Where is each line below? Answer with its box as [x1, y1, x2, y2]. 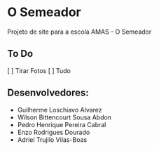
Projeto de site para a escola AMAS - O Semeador [7, 27, 152, 36]
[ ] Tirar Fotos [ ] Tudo [7, 66, 71, 74]
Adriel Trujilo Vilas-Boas [17, 135, 88, 144]
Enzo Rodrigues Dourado [17, 128, 90, 136]
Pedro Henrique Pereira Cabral [17, 120, 106, 129]
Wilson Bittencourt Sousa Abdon [17, 113, 112, 122]
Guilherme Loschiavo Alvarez [17, 105, 103, 114]
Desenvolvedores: [7, 87, 89, 99]
